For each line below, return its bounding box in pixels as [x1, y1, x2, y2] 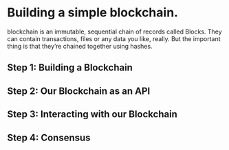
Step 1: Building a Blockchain [7, 62, 133, 73]
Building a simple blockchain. [7, 5, 179, 21]
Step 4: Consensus [7, 132, 91, 143]
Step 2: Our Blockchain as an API [7, 85, 151, 97]
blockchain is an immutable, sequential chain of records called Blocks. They [7, 27, 222, 36]
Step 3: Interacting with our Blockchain [7, 108, 177, 121]
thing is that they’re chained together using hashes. [7, 42, 153, 50]
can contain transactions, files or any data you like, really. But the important [7, 34, 221, 42]
